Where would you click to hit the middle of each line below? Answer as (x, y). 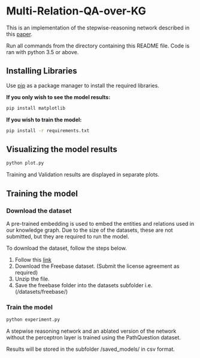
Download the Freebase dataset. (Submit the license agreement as (97, 266)
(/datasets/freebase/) (41, 291)
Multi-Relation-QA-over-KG (76, 11)
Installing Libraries (42, 71)
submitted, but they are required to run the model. (68, 236)
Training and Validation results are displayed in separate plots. (83, 175)
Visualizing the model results (62, 149)
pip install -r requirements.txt (48, 130)
